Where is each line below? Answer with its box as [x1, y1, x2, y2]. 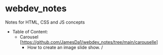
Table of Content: [12, 28, 48, 34]
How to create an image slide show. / [27, 44, 103, 50]
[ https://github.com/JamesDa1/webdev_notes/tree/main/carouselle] [19, 39, 158, 45]
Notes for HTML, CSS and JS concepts [5, 19, 85, 25]
